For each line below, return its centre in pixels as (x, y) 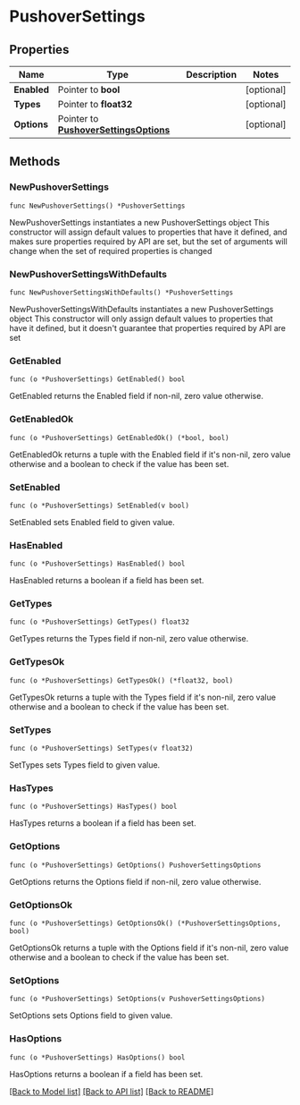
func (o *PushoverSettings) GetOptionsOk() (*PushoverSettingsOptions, (145, 923)
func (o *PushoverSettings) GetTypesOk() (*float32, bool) (121, 680)
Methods (35, 161)
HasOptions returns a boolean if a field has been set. (106, 1074)
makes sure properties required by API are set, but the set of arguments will (148, 241)
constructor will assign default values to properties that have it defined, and (148, 232)
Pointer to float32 (95, 104)
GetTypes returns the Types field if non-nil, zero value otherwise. (129, 639)
